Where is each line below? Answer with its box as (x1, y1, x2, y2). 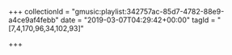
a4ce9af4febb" (8, 15, 59, 25)
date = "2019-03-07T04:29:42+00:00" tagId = (60, 15, 216, 25)
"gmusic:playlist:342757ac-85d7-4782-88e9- (71, 7, 225, 16)
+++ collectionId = (8, 7, 70, 16)
